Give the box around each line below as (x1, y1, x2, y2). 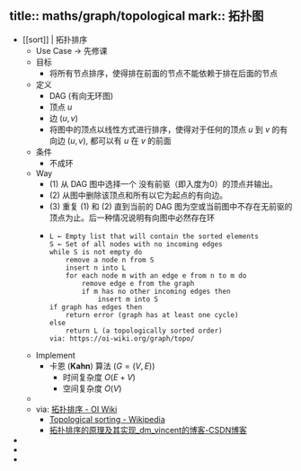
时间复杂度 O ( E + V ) (62, 371, 137, 382)
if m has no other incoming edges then (81, 287, 231, 296)
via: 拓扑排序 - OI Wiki (35, 404, 118, 414)
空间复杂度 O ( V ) (62, 383, 122, 394)
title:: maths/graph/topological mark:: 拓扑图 (9, 8, 264, 24)
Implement (35, 350, 76, 360)
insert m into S (97, 295, 159, 304)
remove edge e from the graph (81, 279, 195, 288)
